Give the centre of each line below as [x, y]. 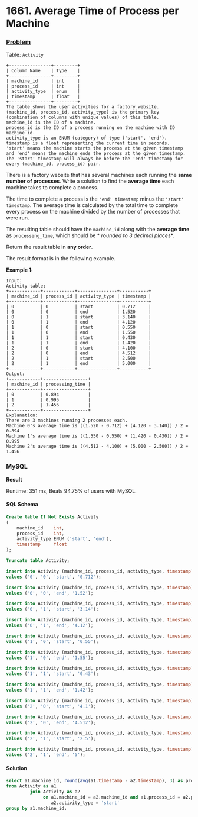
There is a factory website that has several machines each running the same [99, 175]
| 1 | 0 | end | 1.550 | [79, 332]
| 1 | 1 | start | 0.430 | [79, 338]
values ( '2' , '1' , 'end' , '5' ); [46, 755]
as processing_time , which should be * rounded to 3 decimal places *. [90, 235]
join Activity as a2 [55, 792]
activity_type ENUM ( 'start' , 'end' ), [64, 539]
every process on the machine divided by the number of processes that [93, 212]
